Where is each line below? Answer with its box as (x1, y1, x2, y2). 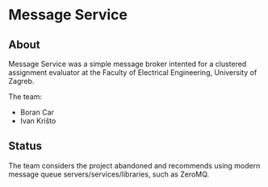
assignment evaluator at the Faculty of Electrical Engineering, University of (8, 68, 258, 77)
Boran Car (19, 107, 55, 117)
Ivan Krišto (19, 116, 57, 126)
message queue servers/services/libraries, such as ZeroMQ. (8, 169, 210, 179)
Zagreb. (8, 77, 35, 85)
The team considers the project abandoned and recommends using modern (8, 160, 261, 170)
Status (8, 139, 43, 153)
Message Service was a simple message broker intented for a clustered (8, 59, 247, 69)
